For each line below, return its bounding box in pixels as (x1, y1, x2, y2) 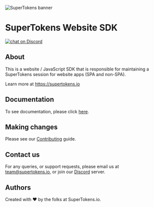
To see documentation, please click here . (5, 108, 89, 114)
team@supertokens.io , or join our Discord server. (5, 169, 105, 175)
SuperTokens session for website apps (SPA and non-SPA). (5, 71, 126, 77)
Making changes (5, 123, 58, 131)
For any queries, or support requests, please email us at (5, 164, 119, 170)
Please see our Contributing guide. (5, 136, 76, 142)
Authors (5, 183, 31, 192)
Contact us (5, 150, 40, 159)
